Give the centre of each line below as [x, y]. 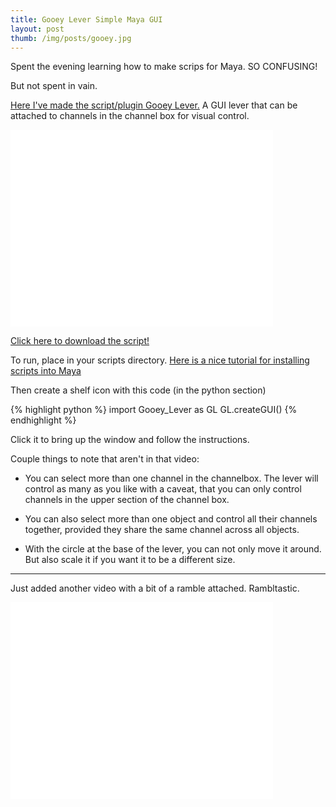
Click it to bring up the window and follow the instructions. [130, 440]
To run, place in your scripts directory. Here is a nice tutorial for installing [160, 360]
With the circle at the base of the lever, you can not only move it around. [173, 549]
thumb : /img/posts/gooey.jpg [71, 38]
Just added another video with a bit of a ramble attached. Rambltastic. [155, 588]
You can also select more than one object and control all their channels [171, 519]
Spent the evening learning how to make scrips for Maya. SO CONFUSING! [164, 67]
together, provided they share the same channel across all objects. [162, 530]
